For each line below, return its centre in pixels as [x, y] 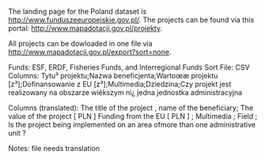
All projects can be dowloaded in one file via [80, 44]
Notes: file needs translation [54, 148]
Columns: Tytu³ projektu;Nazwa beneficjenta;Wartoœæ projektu [113, 76]
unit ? [17, 133]
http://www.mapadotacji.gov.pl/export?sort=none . [90, 52]
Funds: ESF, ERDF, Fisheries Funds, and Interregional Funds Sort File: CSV [129, 67]
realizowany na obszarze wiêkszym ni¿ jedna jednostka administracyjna [125, 93]
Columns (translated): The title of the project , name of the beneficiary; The [131, 108]
